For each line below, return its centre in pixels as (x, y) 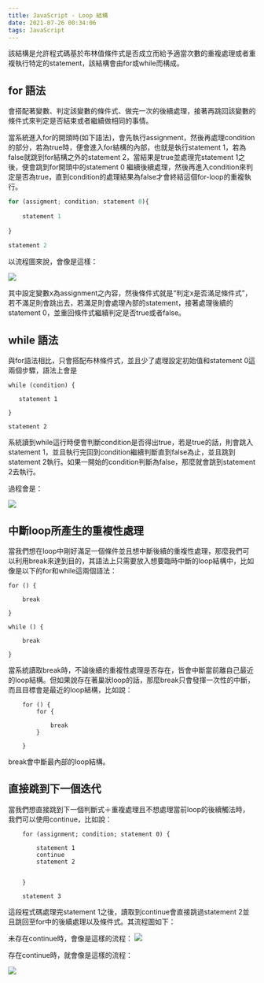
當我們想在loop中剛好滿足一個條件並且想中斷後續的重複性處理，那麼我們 (125, 551)
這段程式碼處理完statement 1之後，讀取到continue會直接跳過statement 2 (126, 911)
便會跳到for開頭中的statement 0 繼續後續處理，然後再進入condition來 (134, 167)
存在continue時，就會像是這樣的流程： (71, 955)
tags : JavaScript (37, 30)
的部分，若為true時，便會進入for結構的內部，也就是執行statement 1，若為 (127, 147)
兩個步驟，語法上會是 (42, 370)
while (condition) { (42, 386)
